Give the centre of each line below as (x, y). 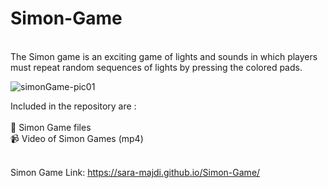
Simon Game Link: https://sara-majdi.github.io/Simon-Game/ (135, 172)
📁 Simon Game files (51, 127)
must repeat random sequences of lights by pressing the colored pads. (156, 67)
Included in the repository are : (73, 106)
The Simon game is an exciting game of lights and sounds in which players (164, 56)
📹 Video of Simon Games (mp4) (77, 138)
